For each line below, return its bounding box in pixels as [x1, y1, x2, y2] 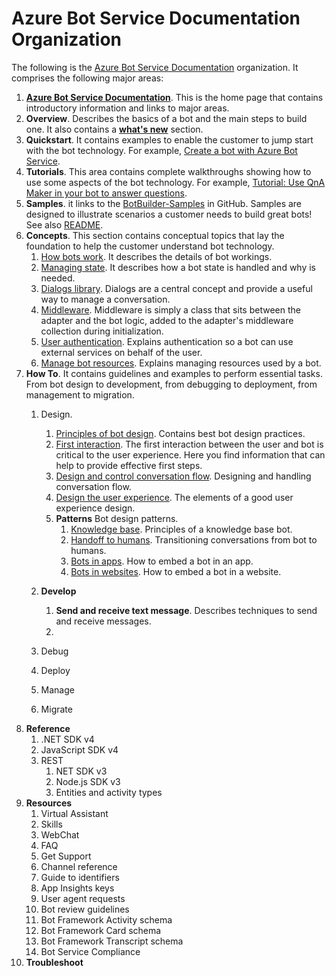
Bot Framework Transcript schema [40, 935, 184, 947]
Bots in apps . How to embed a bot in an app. [70, 555, 254, 567]
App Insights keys [40, 882, 115, 894]
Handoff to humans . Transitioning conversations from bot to [70, 533, 318, 546]
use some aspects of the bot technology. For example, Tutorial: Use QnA [25, 176, 326, 188]
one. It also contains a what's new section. [25, 123, 204, 135]
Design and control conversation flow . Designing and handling [55, 470, 312, 482]
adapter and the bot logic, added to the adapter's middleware [40, 314, 294, 326]
